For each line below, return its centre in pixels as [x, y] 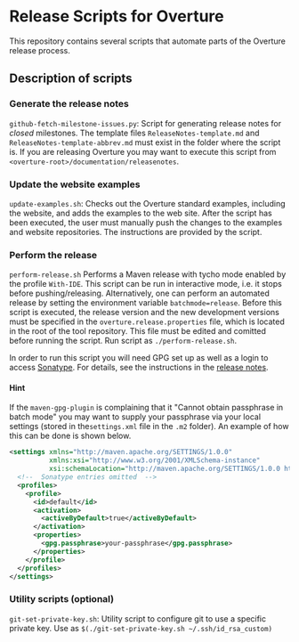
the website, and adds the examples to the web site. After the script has [141, 213]
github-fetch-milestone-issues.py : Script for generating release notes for [145, 123]
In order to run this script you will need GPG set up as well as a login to [139, 358]
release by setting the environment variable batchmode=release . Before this [145, 303]
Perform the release [53, 255]
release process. [40, 50]
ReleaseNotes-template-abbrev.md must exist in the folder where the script [145, 142]
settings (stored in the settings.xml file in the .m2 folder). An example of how [149, 427]
